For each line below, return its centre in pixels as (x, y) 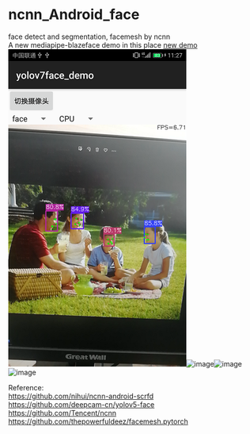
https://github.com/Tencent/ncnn (62, 413)
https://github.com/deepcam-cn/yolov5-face (81, 404)
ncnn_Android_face (74, 15)
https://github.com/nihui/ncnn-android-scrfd (81, 396)
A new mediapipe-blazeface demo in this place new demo (103, 44)
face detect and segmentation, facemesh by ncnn (89, 36)
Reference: (26, 387)
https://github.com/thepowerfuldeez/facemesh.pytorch (98, 421)
